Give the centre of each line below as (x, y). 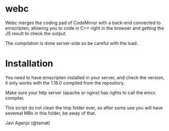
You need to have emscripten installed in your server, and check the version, (85, 77)
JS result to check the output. (36, 33)
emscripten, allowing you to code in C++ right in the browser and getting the (85, 28)
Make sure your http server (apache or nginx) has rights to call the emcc (80, 92)
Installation (29, 64)
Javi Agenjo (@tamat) (28, 123)
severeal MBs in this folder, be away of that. (51, 113)
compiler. (15, 98)
